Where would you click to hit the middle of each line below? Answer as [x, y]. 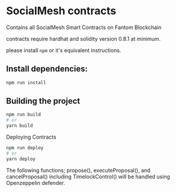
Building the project [43, 101]
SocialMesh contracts [61, 11]
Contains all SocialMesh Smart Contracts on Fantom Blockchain [84, 27]
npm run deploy [25, 148]
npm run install [26, 82]
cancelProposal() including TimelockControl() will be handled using [88, 177]
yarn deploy [21, 159]
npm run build [24, 115]
